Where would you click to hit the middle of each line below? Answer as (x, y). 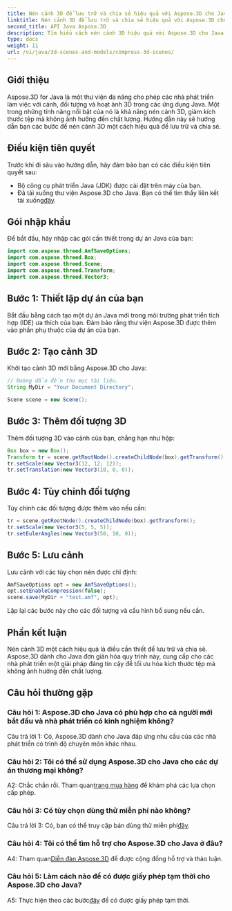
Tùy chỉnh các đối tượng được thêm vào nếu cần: (77, 508)
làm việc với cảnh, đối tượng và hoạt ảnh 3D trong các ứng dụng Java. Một (113, 104)
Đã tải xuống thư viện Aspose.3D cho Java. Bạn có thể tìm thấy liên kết (118, 193)
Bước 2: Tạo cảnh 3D (52, 351)
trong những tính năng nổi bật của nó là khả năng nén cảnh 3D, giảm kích (112, 111)
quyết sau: (22, 172)
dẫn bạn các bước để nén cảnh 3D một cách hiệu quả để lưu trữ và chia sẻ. (114, 126)
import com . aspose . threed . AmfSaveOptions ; (69, 251)
